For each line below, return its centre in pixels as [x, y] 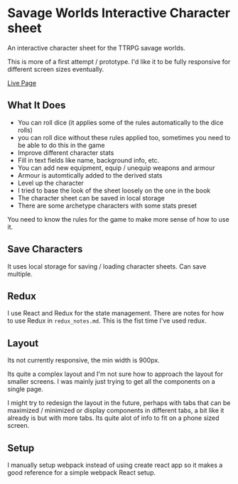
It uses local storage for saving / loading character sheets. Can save [107, 266]
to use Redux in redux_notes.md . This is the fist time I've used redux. [107, 321]
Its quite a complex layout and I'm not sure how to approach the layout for [115, 374]
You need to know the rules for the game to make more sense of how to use [118, 219]
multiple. [20, 274]
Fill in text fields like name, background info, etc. [88, 160]
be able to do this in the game [61, 145]
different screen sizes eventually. [56, 69]
